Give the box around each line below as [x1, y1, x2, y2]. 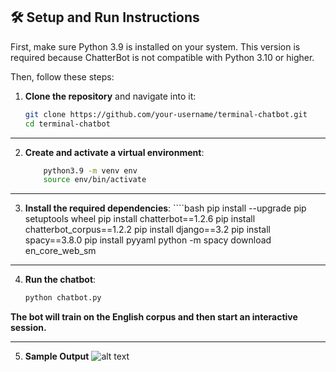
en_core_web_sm [24, 245, 97, 257]
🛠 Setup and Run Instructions [10, 9, 200, 26]
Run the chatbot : [24, 274, 97, 286]
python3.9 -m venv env [43, 165, 138, 176]
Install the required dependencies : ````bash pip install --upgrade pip [24, 202, 307, 214]
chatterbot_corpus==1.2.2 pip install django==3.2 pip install [24, 224, 271, 236]
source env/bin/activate [43, 175, 147, 185]
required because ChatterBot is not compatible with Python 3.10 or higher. [10, 51, 315, 63]
